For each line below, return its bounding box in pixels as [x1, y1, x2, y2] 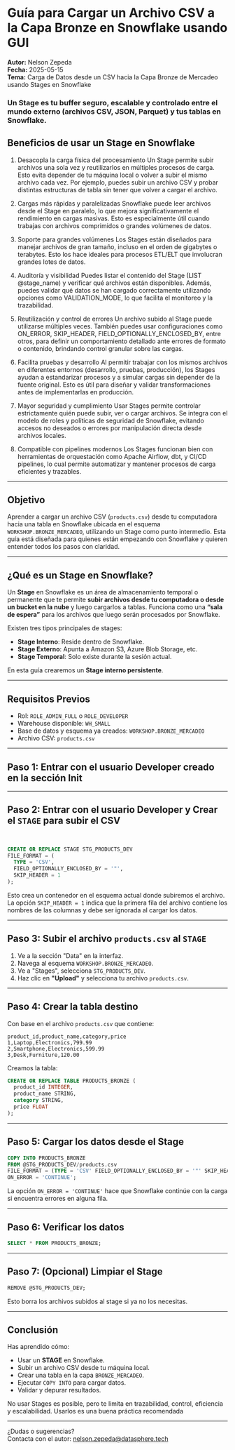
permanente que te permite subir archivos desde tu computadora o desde [7, 595, 225, 604]
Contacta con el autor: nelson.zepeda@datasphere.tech [7, 1435, 169, 1443]
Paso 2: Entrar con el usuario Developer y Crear [7, 804, 218, 816]
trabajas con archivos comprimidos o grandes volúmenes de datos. [17, 221, 212, 230]
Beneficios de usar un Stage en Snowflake [7, 137, 196, 149]
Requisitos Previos [7, 693, 91, 705]
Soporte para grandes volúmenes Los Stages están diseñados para [17, 235, 212, 244]
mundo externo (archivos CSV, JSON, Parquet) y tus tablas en [7, 107, 222, 117]
